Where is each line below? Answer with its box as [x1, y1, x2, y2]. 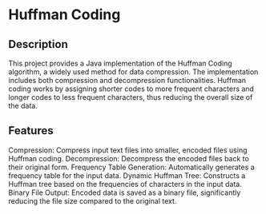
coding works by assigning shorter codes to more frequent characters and [8, 84, 255, 93]
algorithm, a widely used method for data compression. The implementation [8, 67, 259, 77]
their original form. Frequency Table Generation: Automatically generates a [8, 162, 255, 172]
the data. [8, 101, 38, 110]
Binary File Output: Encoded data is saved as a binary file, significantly [8, 188, 241, 197]
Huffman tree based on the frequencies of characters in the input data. [8, 179, 242, 188]
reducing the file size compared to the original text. [8, 196, 177, 205]
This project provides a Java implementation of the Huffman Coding [8, 58, 232, 68]
